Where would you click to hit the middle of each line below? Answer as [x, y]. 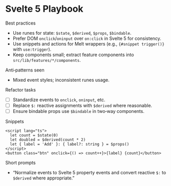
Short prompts [20, 163]
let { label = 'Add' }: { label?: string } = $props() [70, 144]
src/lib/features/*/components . [47, 60]
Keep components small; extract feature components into [73, 55]
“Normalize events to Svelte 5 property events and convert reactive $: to [89, 173]
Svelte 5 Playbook [44, 9]
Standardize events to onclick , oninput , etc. [59, 100]
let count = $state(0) [34, 135]
